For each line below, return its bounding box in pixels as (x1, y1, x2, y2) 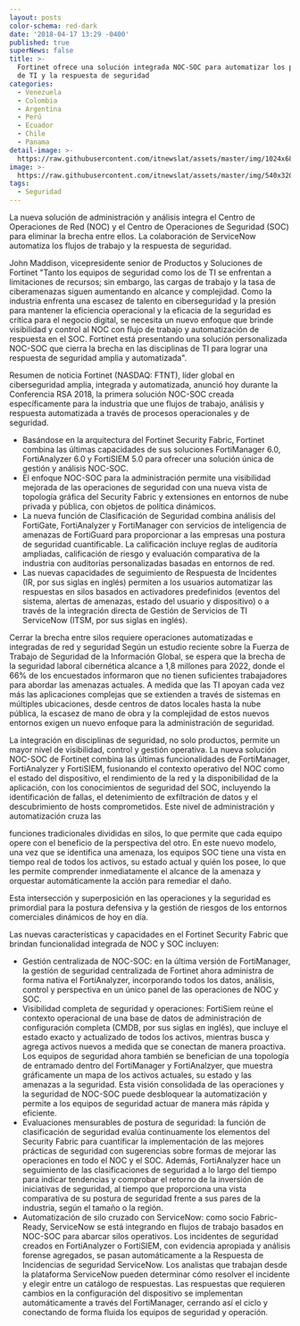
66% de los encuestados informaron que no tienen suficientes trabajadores (9, 671, 287, 680)
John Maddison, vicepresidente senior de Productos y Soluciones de (9, 258, 263, 268)
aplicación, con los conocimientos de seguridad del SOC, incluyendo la (9, 782, 271, 793)
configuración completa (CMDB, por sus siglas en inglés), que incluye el (21, 1022, 288, 1032)
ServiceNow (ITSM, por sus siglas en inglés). (21, 615, 188, 625)
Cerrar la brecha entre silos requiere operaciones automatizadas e (9, 632, 254, 643)
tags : (9, 179, 29, 188)
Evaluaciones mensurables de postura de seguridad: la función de (21, 1117, 266, 1128)
